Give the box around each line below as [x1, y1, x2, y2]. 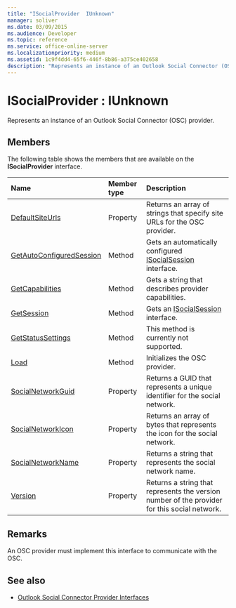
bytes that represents [146, 420, 216, 430]
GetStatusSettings [11, 333, 71, 343]
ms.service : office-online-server [7, 43, 109, 50]
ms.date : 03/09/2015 [7, 23, 68, 30]
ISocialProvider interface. [7, 162, 83, 171]
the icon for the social [146, 429, 218, 439]
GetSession [11, 308, 49, 318]
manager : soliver [7, 17, 58, 24]
